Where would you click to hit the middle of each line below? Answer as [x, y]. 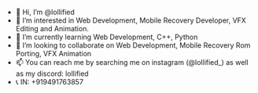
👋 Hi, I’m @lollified [45, 12]
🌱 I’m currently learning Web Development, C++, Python [107, 37]
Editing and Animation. [52, 29]
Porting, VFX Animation [53, 54]
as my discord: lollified [52, 73]
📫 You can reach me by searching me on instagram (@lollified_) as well [132, 62]
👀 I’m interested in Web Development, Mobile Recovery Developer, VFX [131, 20]
